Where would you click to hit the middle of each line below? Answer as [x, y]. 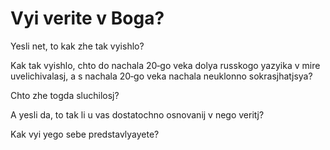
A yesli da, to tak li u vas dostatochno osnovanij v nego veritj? [137, 114]
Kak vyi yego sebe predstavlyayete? [85, 134]
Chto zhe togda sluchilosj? [65, 95]
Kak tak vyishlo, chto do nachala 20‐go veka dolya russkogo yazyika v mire [165, 65]
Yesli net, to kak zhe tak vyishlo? [77, 46]
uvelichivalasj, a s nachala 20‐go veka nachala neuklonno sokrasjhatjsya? [161, 76]
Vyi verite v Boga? [87, 18]
